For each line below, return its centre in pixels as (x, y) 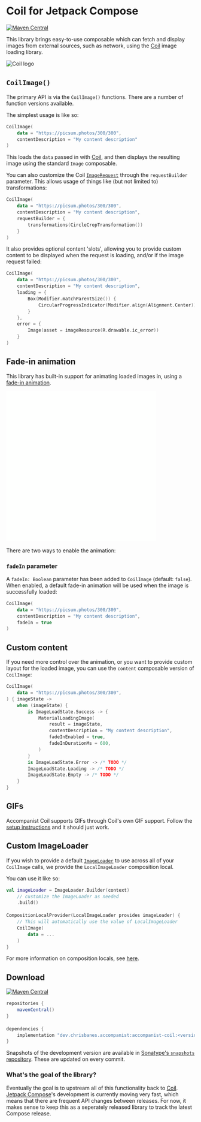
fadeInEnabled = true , (77, 737)
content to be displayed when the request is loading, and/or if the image (95, 255)
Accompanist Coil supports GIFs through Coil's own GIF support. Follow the (99, 820)
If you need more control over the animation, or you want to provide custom (99, 662)
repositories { (25, 1004)
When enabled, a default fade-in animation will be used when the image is (98, 585)
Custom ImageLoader (47, 846)
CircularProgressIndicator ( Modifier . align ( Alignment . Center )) (117, 305)
